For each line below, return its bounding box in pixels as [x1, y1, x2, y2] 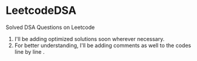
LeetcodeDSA [5, 4, 77, 18]
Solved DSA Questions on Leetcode [5, 24, 95, 31]
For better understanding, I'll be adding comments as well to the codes [14, 42, 192, 49]
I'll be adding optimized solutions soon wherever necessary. [14, 35, 165, 42]
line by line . [14, 48, 45, 55]
